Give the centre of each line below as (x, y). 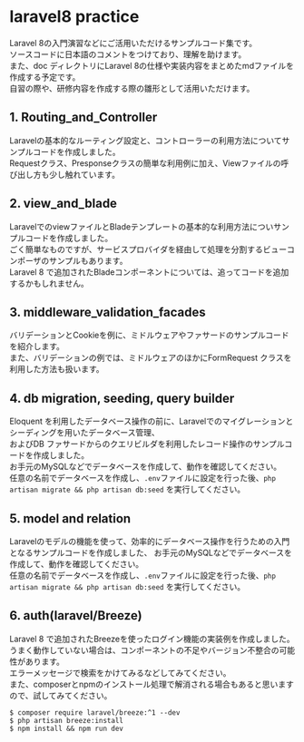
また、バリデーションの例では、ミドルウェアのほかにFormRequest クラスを (151, 358)
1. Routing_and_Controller (83, 117)
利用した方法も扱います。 (57, 369)
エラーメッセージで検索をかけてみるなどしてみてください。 (120, 672)
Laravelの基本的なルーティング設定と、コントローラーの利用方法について (146, 140)
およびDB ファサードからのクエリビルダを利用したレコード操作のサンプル (147, 444)
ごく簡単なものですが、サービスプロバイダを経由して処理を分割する (136, 249)
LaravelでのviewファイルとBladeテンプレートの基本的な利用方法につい (142, 226)
